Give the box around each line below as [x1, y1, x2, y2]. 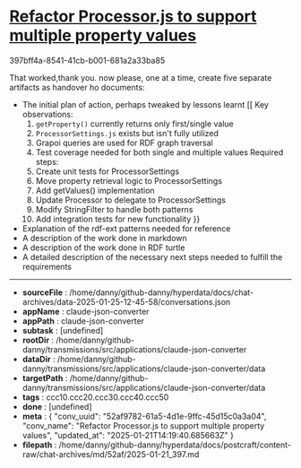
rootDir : [21, 334, 55, 345]
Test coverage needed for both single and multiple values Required [35, 146, 284, 158]
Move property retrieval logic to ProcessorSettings [35, 175, 222, 186]
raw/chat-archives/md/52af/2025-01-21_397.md [21, 448, 200, 459]
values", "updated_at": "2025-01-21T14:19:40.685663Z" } [21, 429, 235, 440]
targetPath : [21, 372, 68, 383]
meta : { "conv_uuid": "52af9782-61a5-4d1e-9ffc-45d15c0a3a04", [21, 411, 267, 421]
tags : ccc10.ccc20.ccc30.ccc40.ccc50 [21, 392, 169, 403]
